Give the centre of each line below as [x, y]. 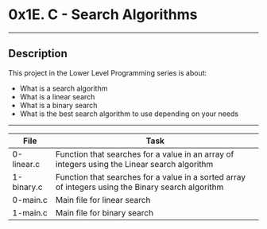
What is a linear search [57, 96]
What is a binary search [58, 105]
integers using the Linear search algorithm [134, 164]
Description [38, 54]
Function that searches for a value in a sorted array [151, 177]
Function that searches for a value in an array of [145, 154]
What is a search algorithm [64, 88]
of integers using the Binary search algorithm [139, 187]
